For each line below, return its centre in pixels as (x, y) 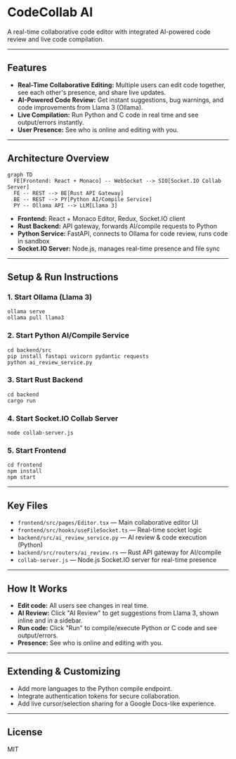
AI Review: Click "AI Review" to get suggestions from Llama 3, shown (118, 613)
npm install (25, 471)
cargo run (22, 401)
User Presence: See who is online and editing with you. (98, 129)
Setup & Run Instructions (63, 277)
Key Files (27, 505)
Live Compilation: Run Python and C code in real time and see (108, 115)
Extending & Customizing (64, 671)
